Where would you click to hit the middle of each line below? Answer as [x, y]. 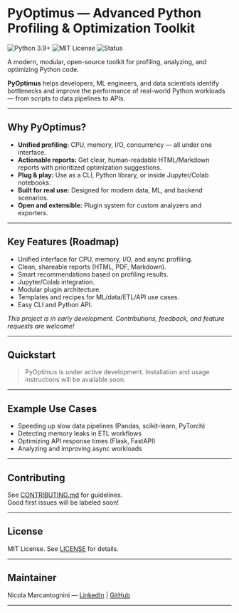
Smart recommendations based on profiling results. [93, 274]
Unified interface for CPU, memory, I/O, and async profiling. [105, 259]
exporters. [33, 212]
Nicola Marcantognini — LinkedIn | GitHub [69, 595]
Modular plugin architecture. [59, 289]
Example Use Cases [52, 409]
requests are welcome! [41, 326]
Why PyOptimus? [47, 127]
